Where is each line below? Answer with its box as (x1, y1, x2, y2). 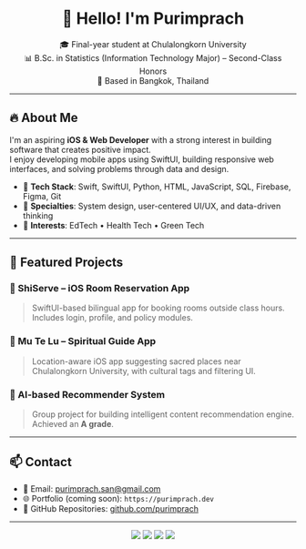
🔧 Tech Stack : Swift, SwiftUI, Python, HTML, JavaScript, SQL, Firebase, (22, 181, 291, 192)
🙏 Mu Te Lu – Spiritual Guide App (9, 335, 157, 348)
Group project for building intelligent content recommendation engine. (31, 409, 294, 420)
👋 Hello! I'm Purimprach (62, 8, 244, 29)
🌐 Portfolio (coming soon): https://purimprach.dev (22, 493, 215, 503)
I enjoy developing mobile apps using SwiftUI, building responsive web (9, 154, 275, 165)
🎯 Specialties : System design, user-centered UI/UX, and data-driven (22, 200, 281, 211)
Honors (138, 66, 168, 76)
